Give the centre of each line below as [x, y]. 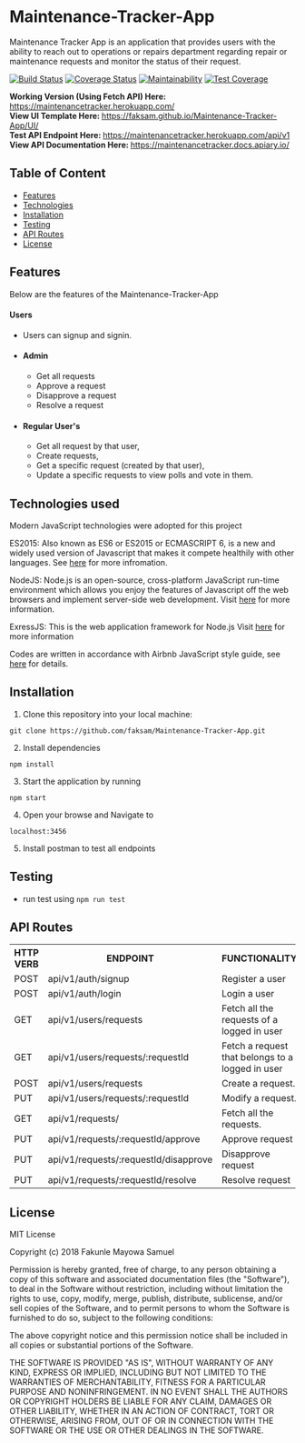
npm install [32, 764]
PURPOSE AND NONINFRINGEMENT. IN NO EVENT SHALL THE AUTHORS [149, 1392]
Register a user [253, 979]
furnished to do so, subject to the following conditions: [111, 1318]
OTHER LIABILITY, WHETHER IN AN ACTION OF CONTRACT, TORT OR [142, 1411]
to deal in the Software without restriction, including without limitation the [146, 1289]
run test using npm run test [74, 898]
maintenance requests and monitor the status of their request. [125, 61]
